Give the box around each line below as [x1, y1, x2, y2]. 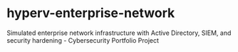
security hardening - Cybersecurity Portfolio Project [6, 36, 160, 44]
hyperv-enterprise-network [6, 5, 175, 21]
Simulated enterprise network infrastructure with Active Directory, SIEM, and [6, 28, 232, 37]
